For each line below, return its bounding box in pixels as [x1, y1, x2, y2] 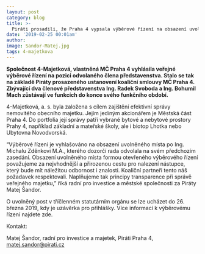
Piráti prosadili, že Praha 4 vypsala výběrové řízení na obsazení [12, 26, 187, 32]
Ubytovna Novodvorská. [6, 129, 67, 136]
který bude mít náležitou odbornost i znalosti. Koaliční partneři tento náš [6, 166, 187, 174]
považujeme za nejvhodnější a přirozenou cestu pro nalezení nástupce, [6, 160, 185, 168]
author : [6, 37, 26, 43]
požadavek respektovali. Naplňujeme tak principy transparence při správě [6, 173, 192, 180]
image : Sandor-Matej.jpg [6, 43, 70, 49]
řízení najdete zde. [6, 211, 53, 218]
